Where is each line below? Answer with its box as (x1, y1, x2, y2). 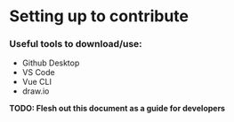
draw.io (21, 86, 50, 96)
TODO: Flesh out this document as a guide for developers (9, 103, 225, 114)
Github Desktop (21, 57, 80, 68)
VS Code (21, 67, 55, 78)
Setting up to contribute (9, 6, 190, 27)
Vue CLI (21, 77, 52, 88)
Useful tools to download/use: (9, 38, 142, 50)
